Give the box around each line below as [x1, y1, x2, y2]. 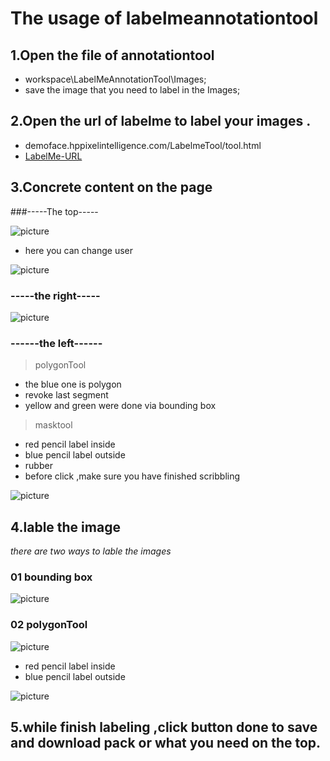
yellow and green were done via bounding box [24, 400, 217, 412]
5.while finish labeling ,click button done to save [10, 719, 318, 736]
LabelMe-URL [24, 150, 83, 162]
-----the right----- [10, 288, 101, 302]
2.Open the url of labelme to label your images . [10, 113, 312, 130]
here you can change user [24, 244, 133, 256]
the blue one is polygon [24, 378, 122, 391]
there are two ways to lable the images [10, 545, 172, 557]
